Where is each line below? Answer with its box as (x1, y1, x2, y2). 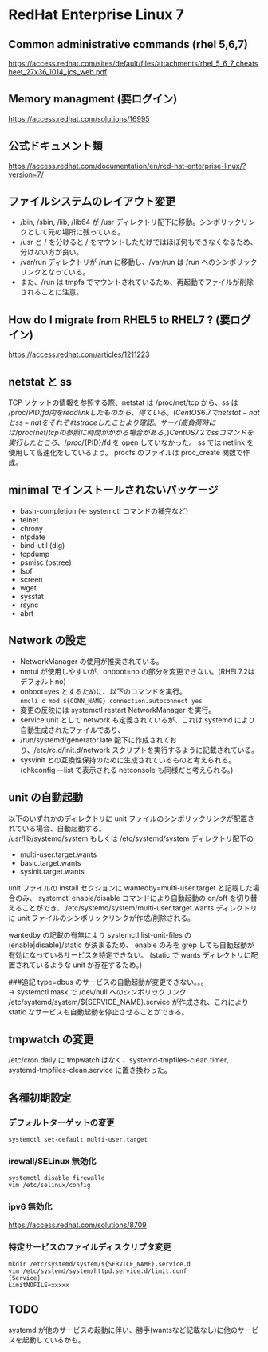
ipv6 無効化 (8, 1202, 53, 1213)
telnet (19, 514, 39, 525)
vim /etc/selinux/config (8, 1182, 91, 1190)
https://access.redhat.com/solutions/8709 (8, 1220, 147, 1230)
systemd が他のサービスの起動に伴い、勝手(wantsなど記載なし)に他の (8, 1325, 238, 1334)
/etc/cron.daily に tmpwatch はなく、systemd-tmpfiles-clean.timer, (8, 1055, 229, 1065)
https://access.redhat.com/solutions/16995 (8, 114, 150, 123)
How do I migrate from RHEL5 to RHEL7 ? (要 (8, 313, 231, 326)
